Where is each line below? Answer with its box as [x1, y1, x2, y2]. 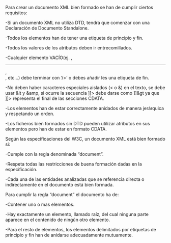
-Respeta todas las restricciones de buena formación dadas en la [5, 161, 142, 167]
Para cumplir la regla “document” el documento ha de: [5, 192, 119, 198]
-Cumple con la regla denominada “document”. [5, 151, 104, 157]
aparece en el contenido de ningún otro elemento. [5, 217, 110, 223]
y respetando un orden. [5, 111, 54, 117]
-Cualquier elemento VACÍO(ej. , [5, 55, 73, 61]
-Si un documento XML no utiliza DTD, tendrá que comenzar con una [5, 20, 150, 25]
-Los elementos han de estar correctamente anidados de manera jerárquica [5, 105, 164, 111]
